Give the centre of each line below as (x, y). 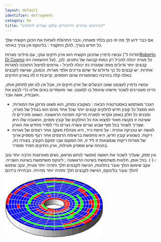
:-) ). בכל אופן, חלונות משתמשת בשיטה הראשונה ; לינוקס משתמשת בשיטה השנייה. (81, 160)
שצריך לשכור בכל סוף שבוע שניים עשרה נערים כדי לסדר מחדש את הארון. (78, 125)
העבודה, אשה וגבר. (23, 95)
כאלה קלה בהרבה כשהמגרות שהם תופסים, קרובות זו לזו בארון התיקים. (69, 75)
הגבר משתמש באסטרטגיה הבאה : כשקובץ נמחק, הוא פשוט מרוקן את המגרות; (83, 104)
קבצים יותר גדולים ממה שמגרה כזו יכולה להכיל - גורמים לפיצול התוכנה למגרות (76, 65)
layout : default (21, 10)
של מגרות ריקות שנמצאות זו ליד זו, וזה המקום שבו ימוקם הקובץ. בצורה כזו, (79, 140)
